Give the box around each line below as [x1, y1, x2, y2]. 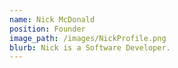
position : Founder [9, 24, 86, 34]
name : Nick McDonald [9, 14, 96, 25]
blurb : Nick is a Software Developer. [9, 42, 171, 53]
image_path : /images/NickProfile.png [9, 33, 167, 43]
